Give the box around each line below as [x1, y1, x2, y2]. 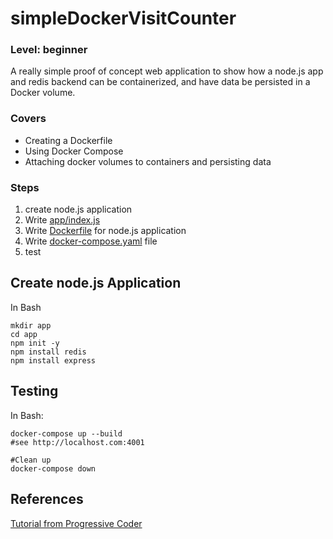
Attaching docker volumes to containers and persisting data [24, 155, 272, 167]
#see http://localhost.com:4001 [10, 437, 145, 447]
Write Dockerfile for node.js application [24, 225, 187, 237]
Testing [10, 383, 59, 400]
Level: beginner [10, 43, 88, 57]
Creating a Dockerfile [24, 134, 113, 146]
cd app [10, 329, 38, 339]
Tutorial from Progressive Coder [10, 517, 143, 529]
